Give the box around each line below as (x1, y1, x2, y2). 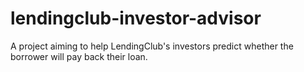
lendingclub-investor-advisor (10, 7, 262, 30)
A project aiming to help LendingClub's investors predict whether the (10, 40, 294, 52)
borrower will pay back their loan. (10, 50, 148, 62)
